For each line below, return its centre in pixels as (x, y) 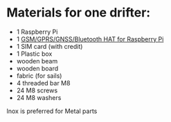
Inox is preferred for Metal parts (52, 111)
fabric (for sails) (39, 75)
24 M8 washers (39, 97)
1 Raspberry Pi (37, 32)
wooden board (37, 68)
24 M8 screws (37, 90)
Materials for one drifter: (79, 13)
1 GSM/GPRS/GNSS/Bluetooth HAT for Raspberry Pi (90, 39)
